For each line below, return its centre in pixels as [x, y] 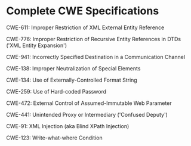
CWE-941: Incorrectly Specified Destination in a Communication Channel [96, 57]
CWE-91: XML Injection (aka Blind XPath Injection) [68, 126]
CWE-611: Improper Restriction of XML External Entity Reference [85, 27]
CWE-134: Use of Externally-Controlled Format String [72, 80]
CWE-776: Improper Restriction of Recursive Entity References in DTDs [93, 39]
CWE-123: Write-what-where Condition [54, 138]
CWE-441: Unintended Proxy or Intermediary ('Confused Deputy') [87, 114]
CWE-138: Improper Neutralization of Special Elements [73, 68]
